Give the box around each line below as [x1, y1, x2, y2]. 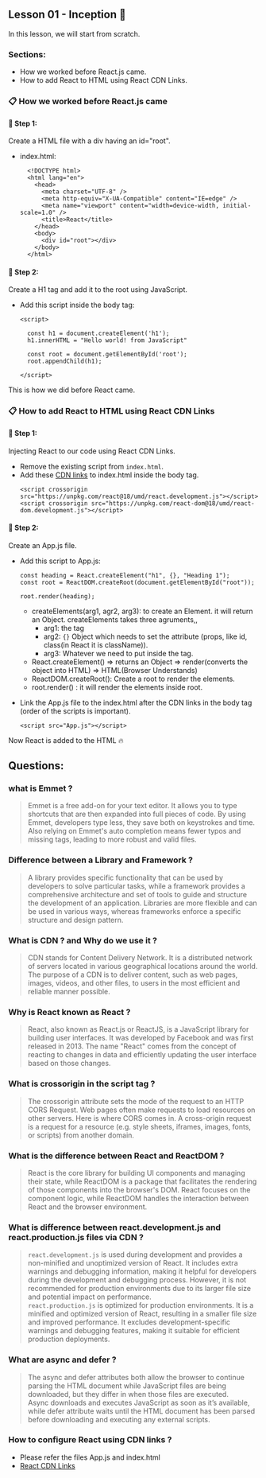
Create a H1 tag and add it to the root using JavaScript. [8, 285, 188, 294]
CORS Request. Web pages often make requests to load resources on [27, 1105, 256, 1114]
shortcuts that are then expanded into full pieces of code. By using [27, 809, 246, 819]
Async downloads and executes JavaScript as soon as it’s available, [27, 1398, 250, 1407]
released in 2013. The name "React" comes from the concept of [27, 1041, 237, 1051]
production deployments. [27, 1334, 110, 1344]
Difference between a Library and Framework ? [8, 854, 193, 865]
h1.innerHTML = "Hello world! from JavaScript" [27, 336, 188, 344]
